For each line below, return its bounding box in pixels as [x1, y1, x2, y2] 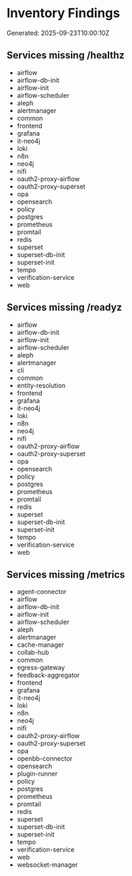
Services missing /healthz [6, 49, 125, 61]
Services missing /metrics [6, 568, 126, 580]
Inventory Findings [6, 5, 121, 21]
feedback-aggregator [16, 671, 80, 680]
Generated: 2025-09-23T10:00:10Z [6, 29, 110, 37]
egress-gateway [16, 663, 65, 672]
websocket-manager [16, 860, 79, 869]
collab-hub [16, 648, 49, 657]
